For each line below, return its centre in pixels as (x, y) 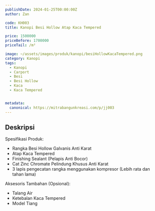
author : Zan (17, 14)
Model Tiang (25, 203)
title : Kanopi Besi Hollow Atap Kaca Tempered (53, 27)
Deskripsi (20, 127)
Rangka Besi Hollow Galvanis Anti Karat (52, 148)
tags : (10, 63)
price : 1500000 (20, 36)
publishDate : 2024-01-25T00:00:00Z (41, 9)
